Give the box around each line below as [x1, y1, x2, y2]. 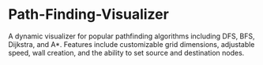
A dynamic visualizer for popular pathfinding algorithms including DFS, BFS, [8, 31, 255, 41]
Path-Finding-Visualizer [8, 5, 170, 23]
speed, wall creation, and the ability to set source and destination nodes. [8, 48, 245, 57]
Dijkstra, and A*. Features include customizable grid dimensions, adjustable [8, 39, 255, 49]
